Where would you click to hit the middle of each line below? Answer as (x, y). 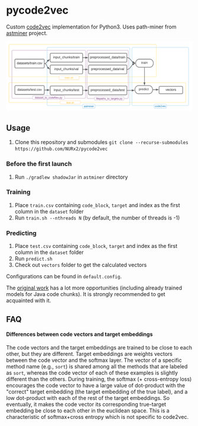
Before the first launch (39, 164)
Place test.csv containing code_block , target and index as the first (96, 246)
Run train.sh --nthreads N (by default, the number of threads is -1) (97, 218)
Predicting (21, 233)
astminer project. (27, 33)
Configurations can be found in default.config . (64, 276)
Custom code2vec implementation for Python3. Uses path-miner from (91, 27)
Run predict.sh (33, 259)
